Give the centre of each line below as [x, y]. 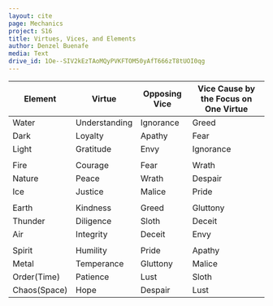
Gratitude [94, 149]
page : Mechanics [36, 24]
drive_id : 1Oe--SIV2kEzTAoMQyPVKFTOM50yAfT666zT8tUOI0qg [107, 62]
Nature [26, 178]
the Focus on [226, 98]
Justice [90, 192]
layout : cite [30, 16]
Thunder [29, 221]
